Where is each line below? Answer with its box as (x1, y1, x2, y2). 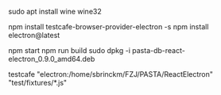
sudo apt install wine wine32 (8, 7, 102, 16)
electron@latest (8, 31, 60, 40)
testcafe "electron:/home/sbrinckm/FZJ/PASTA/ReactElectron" (8, 70, 213, 78)
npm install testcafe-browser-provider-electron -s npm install (8, 22, 209, 31)
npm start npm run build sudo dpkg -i (8, 46, 131, 55)
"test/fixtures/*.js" (8, 78, 68, 87)
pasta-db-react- (132, 46, 185, 55)
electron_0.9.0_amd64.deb (8, 55, 95, 63)
